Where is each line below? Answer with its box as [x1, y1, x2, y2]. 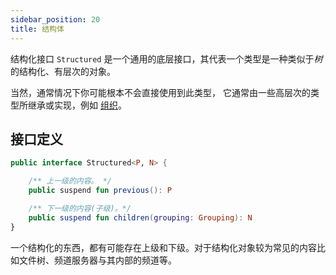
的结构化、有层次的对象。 [10, 65, 116, 77]
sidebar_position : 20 [10, 14, 101, 25]
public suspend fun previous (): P [28, 186, 172, 196]
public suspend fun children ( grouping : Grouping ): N [28, 212, 253, 223]
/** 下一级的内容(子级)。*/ [28, 203, 132, 213]
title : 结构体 [10, 24, 65, 34]
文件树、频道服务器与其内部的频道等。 [18, 254, 177, 266]
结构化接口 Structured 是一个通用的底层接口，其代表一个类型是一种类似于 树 [10, 52, 323, 65]
